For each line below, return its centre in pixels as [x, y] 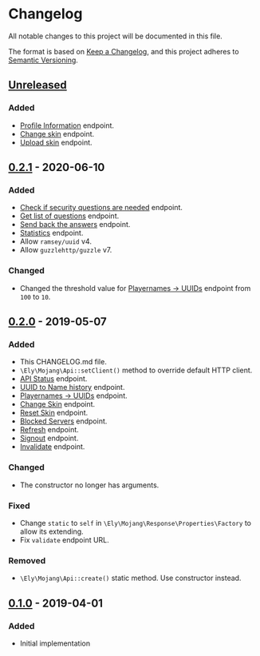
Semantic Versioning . [43, 60]
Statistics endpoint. [51, 233]
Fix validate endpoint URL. [64, 539]
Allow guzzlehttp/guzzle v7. [66, 250]
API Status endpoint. [53, 379]
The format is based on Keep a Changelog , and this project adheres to [124, 51]
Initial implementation [55, 643]
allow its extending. [51, 531]
